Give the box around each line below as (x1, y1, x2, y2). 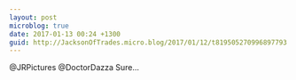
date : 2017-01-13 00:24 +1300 (9, 29, 121, 38)
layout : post (9, 12, 58, 22)
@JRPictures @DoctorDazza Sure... (9, 62, 140, 73)
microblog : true (9, 21, 69, 30)
